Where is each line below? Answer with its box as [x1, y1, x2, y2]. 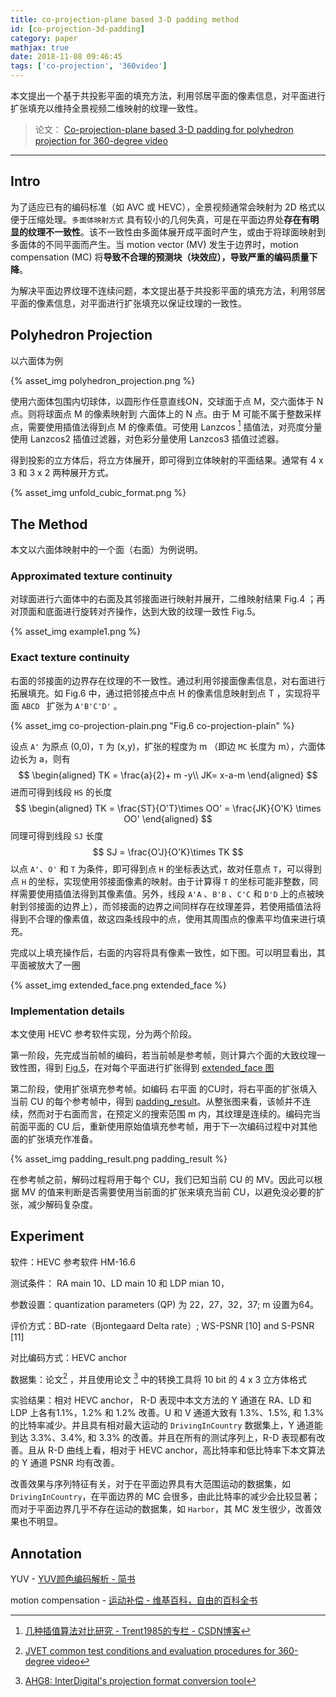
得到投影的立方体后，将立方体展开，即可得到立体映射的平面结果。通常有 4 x [10, 454, 324, 466]
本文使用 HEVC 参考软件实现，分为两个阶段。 [10, 1027, 198, 1040]
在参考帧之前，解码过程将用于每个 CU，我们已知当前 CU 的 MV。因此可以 [10, 1173, 315, 1185]
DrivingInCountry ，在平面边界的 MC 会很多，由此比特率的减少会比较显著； [10, 1491, 321, 1503]
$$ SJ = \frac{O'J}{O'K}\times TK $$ [92, 846, 244, 858]
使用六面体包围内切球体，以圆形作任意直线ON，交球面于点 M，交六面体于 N [10, 395, 324, 407]
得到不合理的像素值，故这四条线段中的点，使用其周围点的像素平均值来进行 [10, 912, 317, 925]
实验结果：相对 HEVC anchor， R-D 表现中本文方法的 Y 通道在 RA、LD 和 [10, 1394, 312, 1406]
